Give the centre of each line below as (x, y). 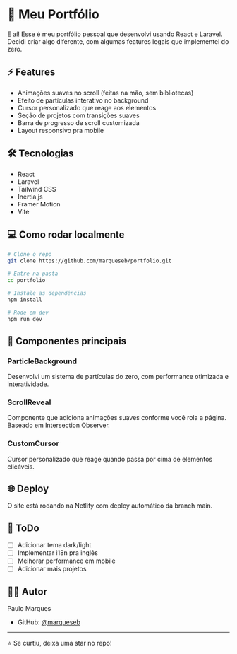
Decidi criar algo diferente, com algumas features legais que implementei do (118, 41)
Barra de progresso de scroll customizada (78, 122)
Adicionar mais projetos (52, 569)
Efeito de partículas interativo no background (83, 100)
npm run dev (25, 319)
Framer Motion (39, 204)
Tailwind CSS (37, 189)
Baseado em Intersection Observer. (59, 425)
